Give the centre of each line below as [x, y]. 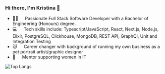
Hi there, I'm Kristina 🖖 [33, 8]
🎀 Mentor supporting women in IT [49, 57]
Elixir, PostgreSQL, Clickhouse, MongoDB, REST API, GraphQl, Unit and [85, 36]
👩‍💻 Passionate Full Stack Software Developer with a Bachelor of [80, 19]
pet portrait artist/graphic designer [48, 52]
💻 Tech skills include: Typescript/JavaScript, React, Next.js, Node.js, [85, 29]
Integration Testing [31, 42]
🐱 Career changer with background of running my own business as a [86, 47]
